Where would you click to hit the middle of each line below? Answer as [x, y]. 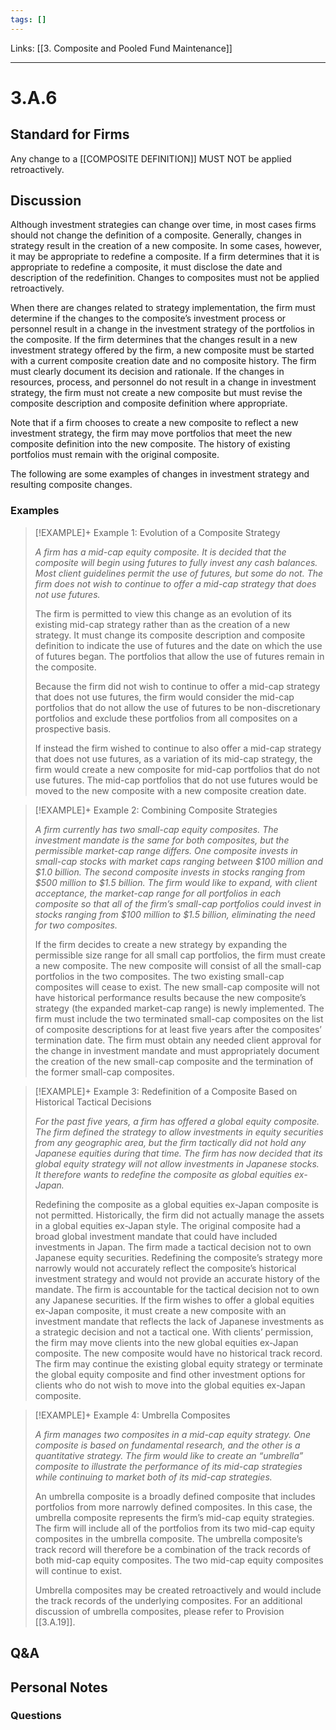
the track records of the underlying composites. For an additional [168, 1600]
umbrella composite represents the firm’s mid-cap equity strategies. [174, 1517]
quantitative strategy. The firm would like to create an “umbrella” [169, 1455]
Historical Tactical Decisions [93, 1102]
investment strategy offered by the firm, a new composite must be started [162, 350]
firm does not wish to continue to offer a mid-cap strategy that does [175, 583]
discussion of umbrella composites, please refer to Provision [159, 1611]
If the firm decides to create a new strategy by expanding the [161, 944]
